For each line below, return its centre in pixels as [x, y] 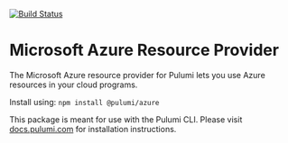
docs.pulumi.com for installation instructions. [93, 129]
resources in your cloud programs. [74, 85]
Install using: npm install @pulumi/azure [84, 102]
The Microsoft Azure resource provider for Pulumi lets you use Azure [138, 75]
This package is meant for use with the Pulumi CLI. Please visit [126, 119]
